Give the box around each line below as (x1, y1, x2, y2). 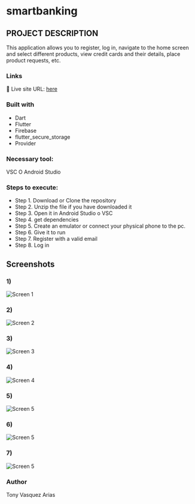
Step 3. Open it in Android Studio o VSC (14, 210, 113, 217)
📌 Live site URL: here (6, 85, 58, 93)
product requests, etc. (6, 57, 61, 64)
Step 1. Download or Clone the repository (14, 197, 117, 204)
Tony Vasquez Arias (6, 491, 56, 498)
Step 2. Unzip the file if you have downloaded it (14, 203, 132, 211)
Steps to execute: (6, 183, 59, 192)
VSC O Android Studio (6, 168, 61, 175)
